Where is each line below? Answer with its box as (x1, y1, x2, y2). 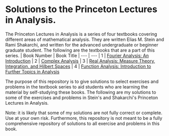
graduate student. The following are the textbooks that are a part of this (5, 47, 155, 53)
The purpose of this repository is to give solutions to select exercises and (5, 78, 159, 84)
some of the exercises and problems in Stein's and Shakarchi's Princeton (5, 95, 158, 101)
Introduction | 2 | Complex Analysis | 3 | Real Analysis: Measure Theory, (5, 58, 156, 64)
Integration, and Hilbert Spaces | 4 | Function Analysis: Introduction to (5, 63, 151, 69)
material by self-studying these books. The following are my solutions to (5, 89, 156, 95)
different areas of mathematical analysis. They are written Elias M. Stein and (5, 36, 164, 42)
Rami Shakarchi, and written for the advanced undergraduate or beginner (5, 41, 159, 48)
